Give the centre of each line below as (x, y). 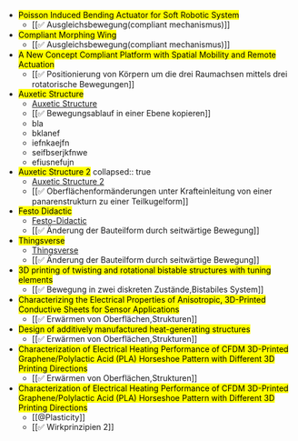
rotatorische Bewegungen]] (83, 84)
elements (35, 280)
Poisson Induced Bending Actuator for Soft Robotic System (129, 15)
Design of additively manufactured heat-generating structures (134, 329)
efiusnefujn (53, 162)
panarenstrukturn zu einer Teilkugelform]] (110, 201)
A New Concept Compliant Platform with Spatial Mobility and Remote (147, 55)
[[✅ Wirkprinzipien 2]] (73, 427)
